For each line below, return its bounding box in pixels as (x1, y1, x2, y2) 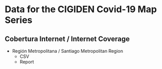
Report (19, 59, 34, 64)
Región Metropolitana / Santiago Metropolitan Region (12, 48, 123, 54)
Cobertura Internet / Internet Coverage (5, 34, 130, 43)
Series (5, 14, 33, 26)
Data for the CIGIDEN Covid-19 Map (5, 4, 157, 15)
